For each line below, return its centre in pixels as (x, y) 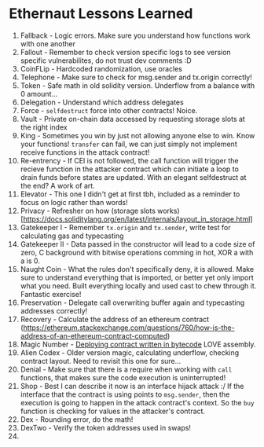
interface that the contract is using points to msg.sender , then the (125, 394)
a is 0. (30, 261)
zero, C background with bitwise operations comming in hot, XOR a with (137, 252)
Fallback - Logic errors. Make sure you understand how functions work (135, 35)
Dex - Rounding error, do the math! (77, 419)
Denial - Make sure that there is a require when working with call (126, 369)
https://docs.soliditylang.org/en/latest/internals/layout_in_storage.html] (138, 219)
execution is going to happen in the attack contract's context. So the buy (137, 402)
